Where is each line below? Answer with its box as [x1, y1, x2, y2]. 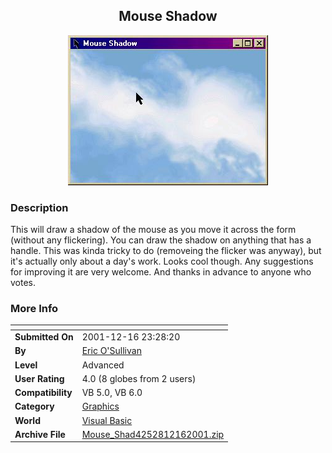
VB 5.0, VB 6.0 [81, 387, 143, 399]
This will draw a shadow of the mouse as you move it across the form [10, 224, 297, 236]
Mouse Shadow [118, 8, 218, 25]
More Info [10, 302, 59, 316]
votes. [10, 277, 37, 289]
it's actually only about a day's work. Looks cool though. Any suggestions [10, 255, 314, 268]
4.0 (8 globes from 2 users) [81, 372, 197, 384]
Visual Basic [81, 414, 133, 426]
